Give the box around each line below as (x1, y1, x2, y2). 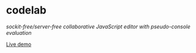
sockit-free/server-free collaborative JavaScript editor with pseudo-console (6, 23, 191, 30)
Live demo (6, 41, 32, 48)
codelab (6, 4, 47, 17)
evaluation (6, 29, 32, 36)
